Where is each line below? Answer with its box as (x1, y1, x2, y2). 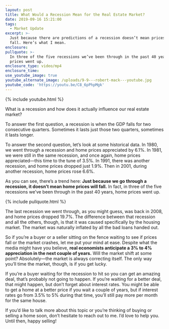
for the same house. (5, 297, 47, 303)
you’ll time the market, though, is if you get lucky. (5, 260, 107, 267)
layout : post (5, 7, 33, 13)
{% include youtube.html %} (5, 96, 64, 102)
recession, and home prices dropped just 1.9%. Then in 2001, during (5, 163, 147, 169)
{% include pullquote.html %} (5, 199, 66, 205)
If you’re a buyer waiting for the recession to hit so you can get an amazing (5, 271, 160, 277)
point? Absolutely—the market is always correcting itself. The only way (5, 255, 152, 261)
